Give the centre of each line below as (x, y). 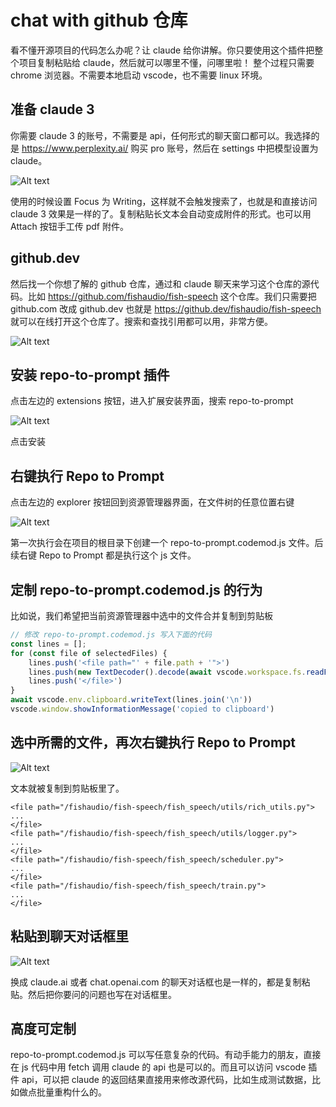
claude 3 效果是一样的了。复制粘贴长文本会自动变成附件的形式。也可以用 (161, 213)
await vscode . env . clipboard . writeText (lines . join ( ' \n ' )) (131, 700)
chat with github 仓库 (99, 20)
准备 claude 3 (52, 109)
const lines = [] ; (48, 644)
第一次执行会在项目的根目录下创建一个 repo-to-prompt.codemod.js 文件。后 (167, 543)
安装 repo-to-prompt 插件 (90, 374)
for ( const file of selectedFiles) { (89, 653)
